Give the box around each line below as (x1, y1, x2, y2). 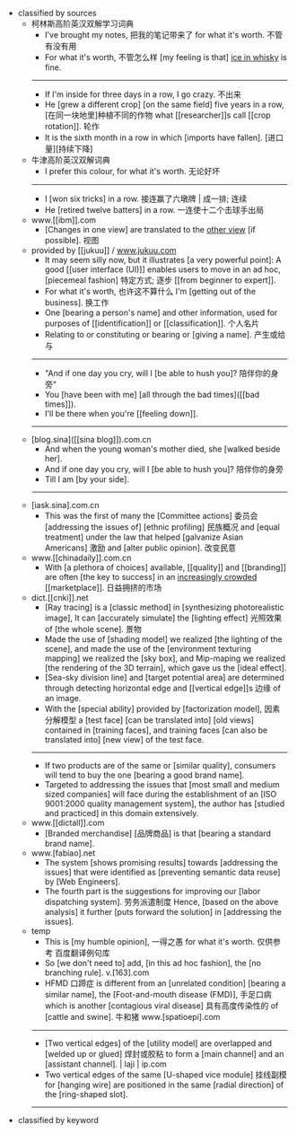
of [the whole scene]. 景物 (44, 624, 142, 634)
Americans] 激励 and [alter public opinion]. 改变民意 (44, 542, 236, 553)
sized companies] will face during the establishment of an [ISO (44, 789, 277, 799)
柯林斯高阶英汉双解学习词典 (31, 18, 135, 29)
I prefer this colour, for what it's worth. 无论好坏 (44, 166, 221, 176)
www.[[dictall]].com (31, 817, 105, 828)
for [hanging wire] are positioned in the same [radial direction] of (44, 1079, 284, 1090)
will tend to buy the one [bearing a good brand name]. (44, 769, 245, 780)
